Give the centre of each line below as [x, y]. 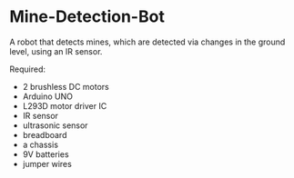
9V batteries [46, 154]
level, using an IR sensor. [56, 51]
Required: [28, 69]
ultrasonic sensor [55, 125]
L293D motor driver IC [65, 105]
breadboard [45, 134]
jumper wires [47, 163]
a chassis [41, 144]
